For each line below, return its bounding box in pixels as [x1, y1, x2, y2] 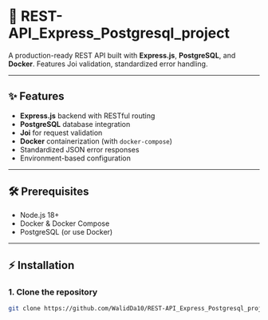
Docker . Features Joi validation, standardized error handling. [8, 59, 208, 69]
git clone [8, 305, 41, 313]
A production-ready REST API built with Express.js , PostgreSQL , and [8, 50, 236, 60]
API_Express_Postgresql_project [8, 24, 230, 42]
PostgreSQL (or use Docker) [19, 227, 113, 236]
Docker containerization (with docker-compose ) [19, 136, 173, 146]
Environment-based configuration [19, 153, 132, 163]
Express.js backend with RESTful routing [19, 111, 156, 120]
